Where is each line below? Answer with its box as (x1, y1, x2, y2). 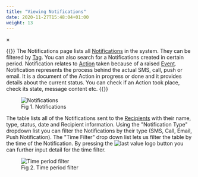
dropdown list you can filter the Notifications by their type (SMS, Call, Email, (6, 127, 192, 134)
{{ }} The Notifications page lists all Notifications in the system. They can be (6, 48, 191, 55)
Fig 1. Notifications (21, 103, 67, 110)
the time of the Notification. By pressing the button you (6, 140, 184, 147)
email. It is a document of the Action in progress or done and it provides (6, 72, 182, 80)
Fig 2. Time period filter (21, 164, 78, 171)
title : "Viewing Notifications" (6, 8, 86, 15)
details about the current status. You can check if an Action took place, (6, 79, 180, 86)
